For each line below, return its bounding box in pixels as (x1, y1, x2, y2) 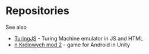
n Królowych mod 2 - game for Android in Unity (14, 41, 131, 48)
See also (5, 23, 27, 31)
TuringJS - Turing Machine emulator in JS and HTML (14, 35, 144, 42)
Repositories (5, 4, 69, 18)
